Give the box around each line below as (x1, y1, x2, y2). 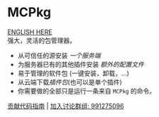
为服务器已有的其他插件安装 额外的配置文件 (17, 60, 144, 68)
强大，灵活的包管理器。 (7, 36, 76, 45)
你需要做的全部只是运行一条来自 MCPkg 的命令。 (17, 87, 156, 95)
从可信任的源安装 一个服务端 (17, 51, 101, 60)
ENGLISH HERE (7, 28, 53, 36)
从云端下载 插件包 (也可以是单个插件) (17, 77, 123, 86)
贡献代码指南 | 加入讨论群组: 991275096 (7, 101, 124, 110)
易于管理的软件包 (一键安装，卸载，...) (17, 69, 130, 77)
